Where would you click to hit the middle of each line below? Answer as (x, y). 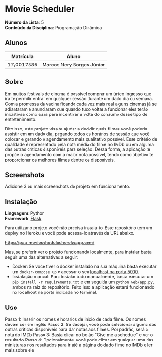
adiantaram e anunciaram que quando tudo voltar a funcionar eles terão (77, 109)
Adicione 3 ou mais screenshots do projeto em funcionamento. (68, 187)
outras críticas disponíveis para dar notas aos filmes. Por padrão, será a (77, 329)
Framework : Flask (23, 219)
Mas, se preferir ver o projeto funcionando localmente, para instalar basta (79, 252)
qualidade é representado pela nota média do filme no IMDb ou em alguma (80, 144)
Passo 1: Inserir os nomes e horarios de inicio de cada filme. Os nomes (75, 319)
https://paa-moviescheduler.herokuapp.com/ (50, 243)
